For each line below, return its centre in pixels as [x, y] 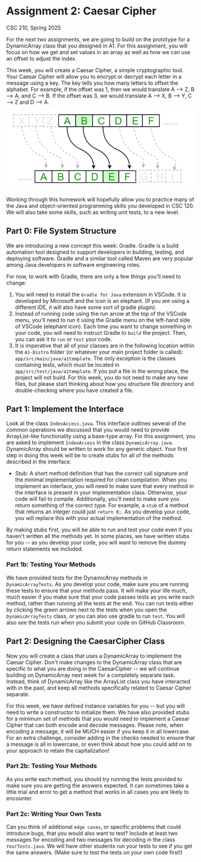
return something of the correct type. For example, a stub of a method [102, 506]
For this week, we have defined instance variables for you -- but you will [95, 706]
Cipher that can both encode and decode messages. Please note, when [95, 725]
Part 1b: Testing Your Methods [51, 564]
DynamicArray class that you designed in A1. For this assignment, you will [97, 46]
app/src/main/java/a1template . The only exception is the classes [95, 358]
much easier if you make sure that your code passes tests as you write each [100, 597]
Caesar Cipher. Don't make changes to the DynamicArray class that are [94, 662]
